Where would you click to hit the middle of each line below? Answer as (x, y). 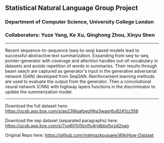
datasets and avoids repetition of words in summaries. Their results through (81, 66)
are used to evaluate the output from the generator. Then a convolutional (78, 81)
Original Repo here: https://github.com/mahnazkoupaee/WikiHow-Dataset (79, 135)
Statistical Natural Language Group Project (72, 8)
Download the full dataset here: (37, 106)
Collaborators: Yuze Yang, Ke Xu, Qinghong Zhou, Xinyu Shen (80, 35)
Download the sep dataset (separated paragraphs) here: (62, 120)
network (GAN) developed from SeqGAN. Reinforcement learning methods (80, 76)
